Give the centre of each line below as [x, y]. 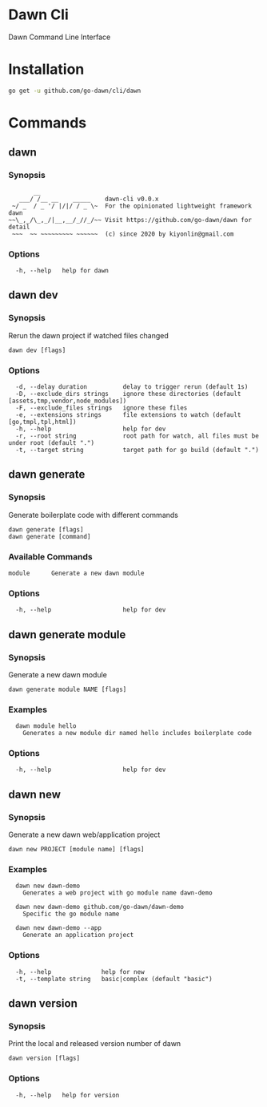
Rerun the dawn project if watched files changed [89, 335]
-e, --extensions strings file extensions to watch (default [128, 414]
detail [19, 227]
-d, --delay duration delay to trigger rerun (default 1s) [132, 386]
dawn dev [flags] [37, 350]
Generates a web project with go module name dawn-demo [118, 893]
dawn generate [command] [50, 536]
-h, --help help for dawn [62, 270]
